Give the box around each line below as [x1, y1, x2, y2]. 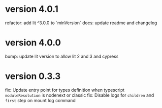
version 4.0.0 [5, 37, 61, 48]
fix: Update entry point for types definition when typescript [5, 87, 125, 93]
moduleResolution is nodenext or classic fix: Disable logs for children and [5, 92, 154, 98]
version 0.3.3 [5, 71, 61, 82]
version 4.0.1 [5, 3, 59, 15]
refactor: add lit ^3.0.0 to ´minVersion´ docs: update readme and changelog [5, 20, 158, 26]
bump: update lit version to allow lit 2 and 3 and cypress [5, 53, 119, 59]
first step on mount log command [5, 97, 76, 103]
